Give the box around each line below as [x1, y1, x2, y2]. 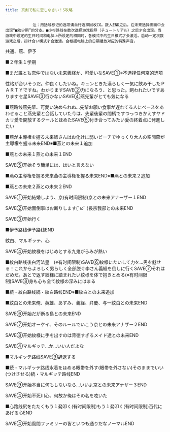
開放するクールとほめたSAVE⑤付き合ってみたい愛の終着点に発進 [22, 116, 161, 122]
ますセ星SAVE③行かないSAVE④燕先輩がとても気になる [9, 93, 129, 99]
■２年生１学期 [5, 59, 37, 65]
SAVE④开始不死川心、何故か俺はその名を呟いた [5, 392, 108, 398]
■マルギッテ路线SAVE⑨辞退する [5, 354, 76, 360]
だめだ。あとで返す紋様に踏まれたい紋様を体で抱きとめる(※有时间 [5, 271, 143, 277]
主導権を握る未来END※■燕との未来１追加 [5, 140, 93, 146]
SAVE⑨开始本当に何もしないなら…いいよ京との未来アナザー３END [5, 382, 147, 388]
